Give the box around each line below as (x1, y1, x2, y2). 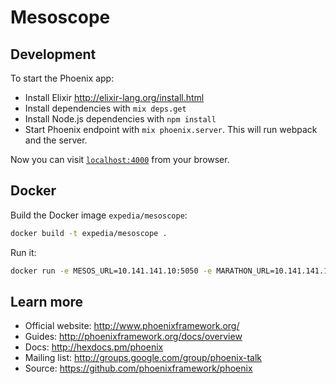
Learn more (10, 293, 84, 310)
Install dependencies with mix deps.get (24, 102, 187, 114)
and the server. (24, 134, 88, 146)
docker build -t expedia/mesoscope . (10, 228, 168, 238)
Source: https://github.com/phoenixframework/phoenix (24, 362, 253, 375)
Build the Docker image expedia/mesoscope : (10, 209, 188, 221)
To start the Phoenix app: (10, 72, 115, 84)
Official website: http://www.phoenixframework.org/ (24, 320, 240, 332)
